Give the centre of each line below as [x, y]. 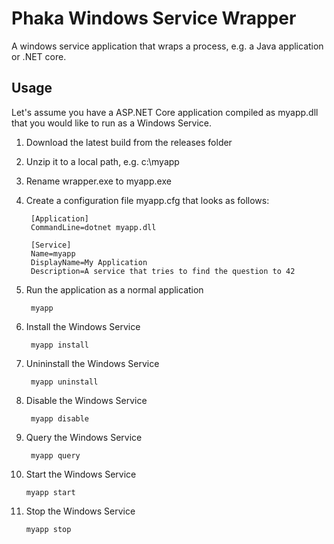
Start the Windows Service [81, 474]
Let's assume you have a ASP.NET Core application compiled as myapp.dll [165, 112]
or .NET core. [39, 56]
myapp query [55, 455]
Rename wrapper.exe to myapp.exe [98, 181]
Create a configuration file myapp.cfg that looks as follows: [147, 200]
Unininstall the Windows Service [92, 363]
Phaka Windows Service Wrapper [154, 18]
